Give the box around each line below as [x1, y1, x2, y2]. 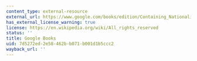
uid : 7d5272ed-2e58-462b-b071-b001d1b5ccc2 [6, 41, 114, 47]
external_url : [6, 14, 41, 20]
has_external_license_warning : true [6, 19, 96, 25]
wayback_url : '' [6, 46, 46, 52]
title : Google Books [6, 35, 57, 41]
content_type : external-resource [6, 8, 88, 15]
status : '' [6, 30, 33, 36]
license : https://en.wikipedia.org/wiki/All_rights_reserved [6, 24, 159, 31]
